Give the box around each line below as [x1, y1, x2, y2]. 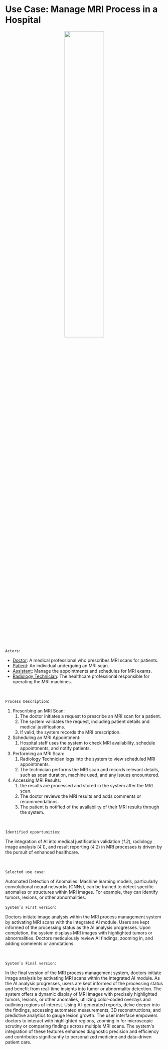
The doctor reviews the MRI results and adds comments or [20, 793, 141, 799]
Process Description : [5, 698, 50, 704]
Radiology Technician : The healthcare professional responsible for [12, 673, 150, 679]
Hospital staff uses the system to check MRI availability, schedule [20, 740, 155, 746]
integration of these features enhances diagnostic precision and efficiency [5, 1028, 159, 1034]
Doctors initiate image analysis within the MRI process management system [5, 913, 161, 920]
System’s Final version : [5, 960, 56, 966]
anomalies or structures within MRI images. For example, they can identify [5, 889, 158, 895]
